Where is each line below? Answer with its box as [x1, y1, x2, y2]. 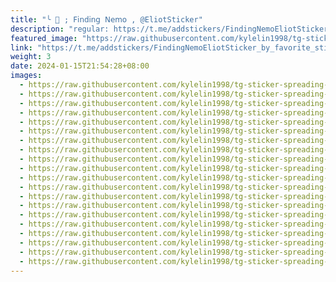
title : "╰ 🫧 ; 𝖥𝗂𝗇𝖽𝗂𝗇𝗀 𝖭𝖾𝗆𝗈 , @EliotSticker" [10, 14, 203, 25]
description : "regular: [10, 24, 110, 34]
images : [10, 71, 43, 81]
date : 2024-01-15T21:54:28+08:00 [10, 61, 150, 71]
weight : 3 [10, 52, 52, 62]
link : [10, 42, 33, 53]
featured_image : [10, 33, 78, 43]
